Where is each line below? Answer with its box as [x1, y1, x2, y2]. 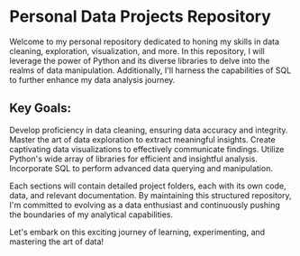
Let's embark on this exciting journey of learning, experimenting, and [9, 226, 266, 237]
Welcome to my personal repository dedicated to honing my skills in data [9, 36, 280, 47]
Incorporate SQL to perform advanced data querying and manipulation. [9, 162, 273, 173]
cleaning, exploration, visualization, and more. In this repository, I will [9, 45, 266, 56]
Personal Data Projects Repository [9, 6, 272, 27]
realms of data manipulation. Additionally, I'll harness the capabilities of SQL [9, 65, 292, 76]
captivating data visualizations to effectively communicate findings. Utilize [9, 143, 285, 154]
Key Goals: [9, 101, 72, 116]
